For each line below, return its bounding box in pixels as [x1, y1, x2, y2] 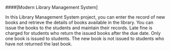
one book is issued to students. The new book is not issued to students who [5, 35, 164, 41]
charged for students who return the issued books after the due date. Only [5, 30, 161, 36]
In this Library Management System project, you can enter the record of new [5, 14, 165, 20]
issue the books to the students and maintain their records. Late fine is [5, 25, 153, 31]
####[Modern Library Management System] [5, 5, 98, 10]
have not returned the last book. [5, 41, 73, 47]
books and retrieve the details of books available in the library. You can [5, 20, 154, 25]
